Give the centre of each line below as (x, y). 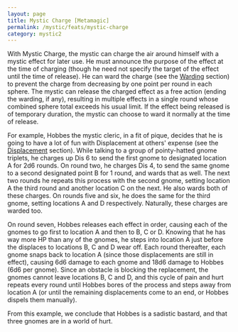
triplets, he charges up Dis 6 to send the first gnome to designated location (117, 158)
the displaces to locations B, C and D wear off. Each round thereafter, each (117, 247)
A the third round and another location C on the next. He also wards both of (118, 188)
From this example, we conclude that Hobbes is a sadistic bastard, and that (117, 314)
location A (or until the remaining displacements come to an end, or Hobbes (118, 292)
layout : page (27, 14)
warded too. (25, 211)
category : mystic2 (34, 34)
